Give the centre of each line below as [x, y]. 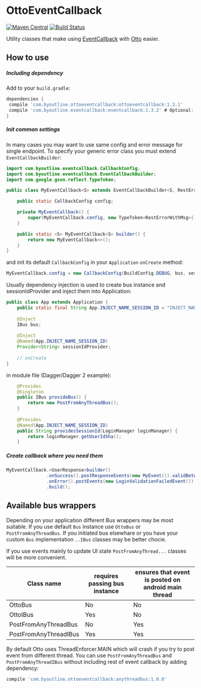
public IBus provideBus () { [52, 397]
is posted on [162, 579]
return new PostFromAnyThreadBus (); [73, 403]
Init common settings [33, 129]
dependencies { [25, 99]
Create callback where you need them [55, 455]
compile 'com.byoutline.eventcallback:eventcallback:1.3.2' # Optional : [101, 111]
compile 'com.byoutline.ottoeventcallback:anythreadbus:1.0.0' [87, 679]
